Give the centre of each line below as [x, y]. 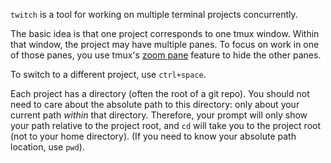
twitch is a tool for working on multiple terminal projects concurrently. [154, 14]
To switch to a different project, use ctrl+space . [108, 74]
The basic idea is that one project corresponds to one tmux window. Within [165, 33]
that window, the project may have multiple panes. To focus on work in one [165, 44]
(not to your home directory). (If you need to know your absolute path [153, 136]
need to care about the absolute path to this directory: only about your [155, 104]
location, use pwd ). [47, 147]
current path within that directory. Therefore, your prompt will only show [159, 115]
